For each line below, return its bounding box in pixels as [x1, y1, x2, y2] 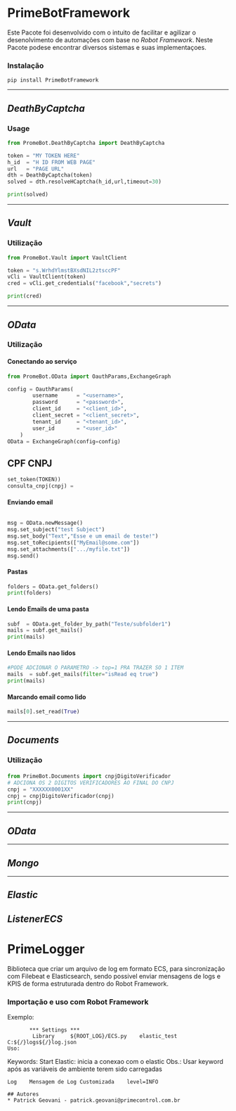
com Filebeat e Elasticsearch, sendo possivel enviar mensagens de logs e [7, 972, 221, 980]
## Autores [7, 1091, 39, 1098]
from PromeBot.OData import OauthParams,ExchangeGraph [7, 373, 171, 380]
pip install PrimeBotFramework [7, 77, 99, 84]
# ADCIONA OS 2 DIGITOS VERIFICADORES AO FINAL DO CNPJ [7, 779, 174, 786]
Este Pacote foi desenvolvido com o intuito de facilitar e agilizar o [7, 28, 197, 37]
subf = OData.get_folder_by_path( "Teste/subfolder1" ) [7, 621, 171, 628]
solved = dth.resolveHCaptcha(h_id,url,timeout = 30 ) [7, 178, 162, 186]
